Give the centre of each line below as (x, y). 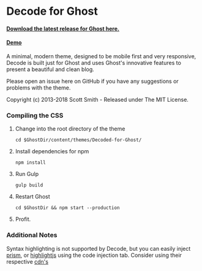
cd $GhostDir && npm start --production (67, 208)
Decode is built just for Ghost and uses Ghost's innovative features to (94, 63)
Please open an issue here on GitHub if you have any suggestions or (92, 81)
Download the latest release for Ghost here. (63, 28)
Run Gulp (27, 174)
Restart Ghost (32, 197)
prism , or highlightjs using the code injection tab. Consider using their (94, 255)
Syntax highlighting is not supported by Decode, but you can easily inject (99, 248)
